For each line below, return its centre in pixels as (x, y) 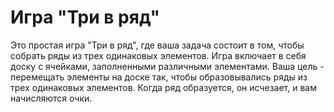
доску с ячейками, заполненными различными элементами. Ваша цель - (167, 66)
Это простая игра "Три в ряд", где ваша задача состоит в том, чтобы (157, 45)
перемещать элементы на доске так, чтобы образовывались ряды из (159, 77)
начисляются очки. (51, 98)
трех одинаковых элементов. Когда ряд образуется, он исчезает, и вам (163, 87)
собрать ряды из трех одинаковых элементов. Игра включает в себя (158, 55)
